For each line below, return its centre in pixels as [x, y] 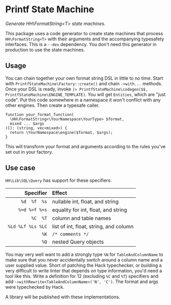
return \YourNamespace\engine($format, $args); [62, 132]
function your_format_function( [40, 114]
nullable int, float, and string [85, 201]
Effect [59, 193]
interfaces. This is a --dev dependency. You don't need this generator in [81, 44]
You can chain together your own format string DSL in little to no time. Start [84, 78]
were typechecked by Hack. [35, 287]
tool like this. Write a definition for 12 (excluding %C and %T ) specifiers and [82, 276]
